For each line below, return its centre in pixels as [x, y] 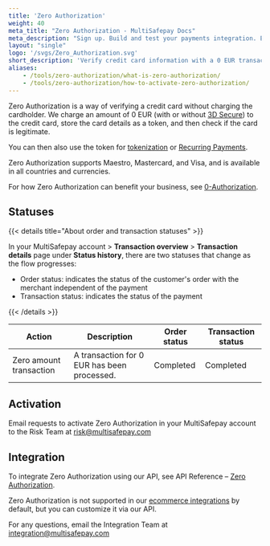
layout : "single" [37, 46]
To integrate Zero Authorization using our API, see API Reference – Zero [127, 476]
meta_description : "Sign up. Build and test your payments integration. [133, 38]
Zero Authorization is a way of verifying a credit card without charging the [131, 106]
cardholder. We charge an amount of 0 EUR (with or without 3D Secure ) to [131, 114]
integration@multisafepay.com [59, 533]
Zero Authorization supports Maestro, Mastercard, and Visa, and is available [134, 162]
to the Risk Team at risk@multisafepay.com [80, 432]
